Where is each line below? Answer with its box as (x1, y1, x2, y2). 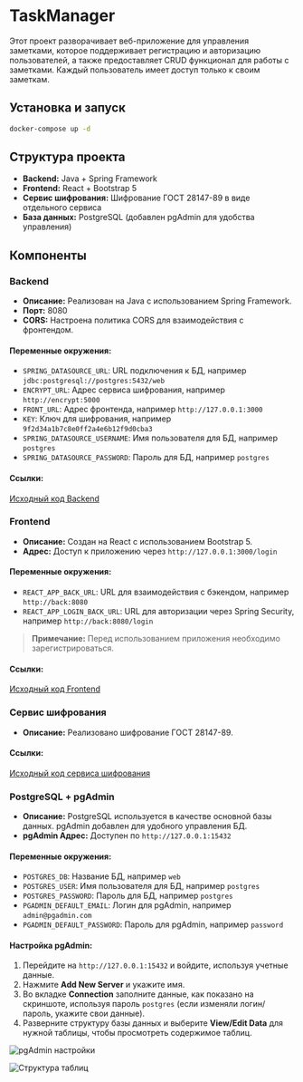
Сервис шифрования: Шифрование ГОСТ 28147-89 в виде (22, 192, 251, 204)
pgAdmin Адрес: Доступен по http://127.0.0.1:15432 (22, 830, 232, 841)
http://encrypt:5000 (22, 396, 100, 405)
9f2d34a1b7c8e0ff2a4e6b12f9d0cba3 (22, 425, 153, 434)
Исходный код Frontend (9, 683, 101, 694)
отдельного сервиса (22, 202, 102, 213)
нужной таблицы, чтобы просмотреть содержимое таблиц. (22, 1028, 252, 1039)
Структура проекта (9, 150, 126, 165)
